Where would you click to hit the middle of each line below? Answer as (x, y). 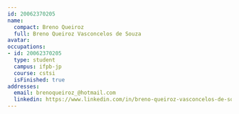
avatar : (19, 40)
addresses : (23, 86)
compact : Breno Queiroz (49, 27)
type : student (34, 60)
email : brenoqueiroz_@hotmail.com (65, 93)
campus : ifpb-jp (38, 67)
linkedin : (28, 100)
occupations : (27, 47)
